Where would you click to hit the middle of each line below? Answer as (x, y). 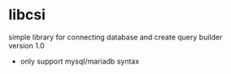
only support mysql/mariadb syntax (80, 61)
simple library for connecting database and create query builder (115, 37)
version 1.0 (26, 45)
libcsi (27, 15)
